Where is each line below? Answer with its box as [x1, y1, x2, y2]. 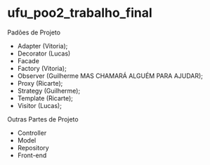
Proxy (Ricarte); [17, 79, 63, 87]
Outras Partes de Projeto [7, 114, 79, 124]
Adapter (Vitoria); [17, 41, 68, 50]
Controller [17, 128, 47, 137]
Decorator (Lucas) [17, 49, 71, 58]
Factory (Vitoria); [17, 64, 67, 72]
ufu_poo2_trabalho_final [7, 5, 152, 21]
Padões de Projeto [7, 28, 61, 37]
